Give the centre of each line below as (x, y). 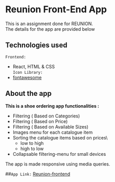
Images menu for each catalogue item (53, 132)
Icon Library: (28, 72)
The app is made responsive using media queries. (58, 164)
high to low (32, 148)
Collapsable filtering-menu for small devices (59, 154)
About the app (29, 94)
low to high (32, 143)
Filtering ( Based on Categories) (46, 116)
